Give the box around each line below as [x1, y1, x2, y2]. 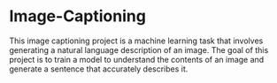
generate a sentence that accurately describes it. [9, 64, 189, 74]
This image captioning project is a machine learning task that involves [9, 35, 264, 46]
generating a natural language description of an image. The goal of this [9, 44, 269, 55]
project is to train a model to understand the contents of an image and [9, 54, 265, 64]
